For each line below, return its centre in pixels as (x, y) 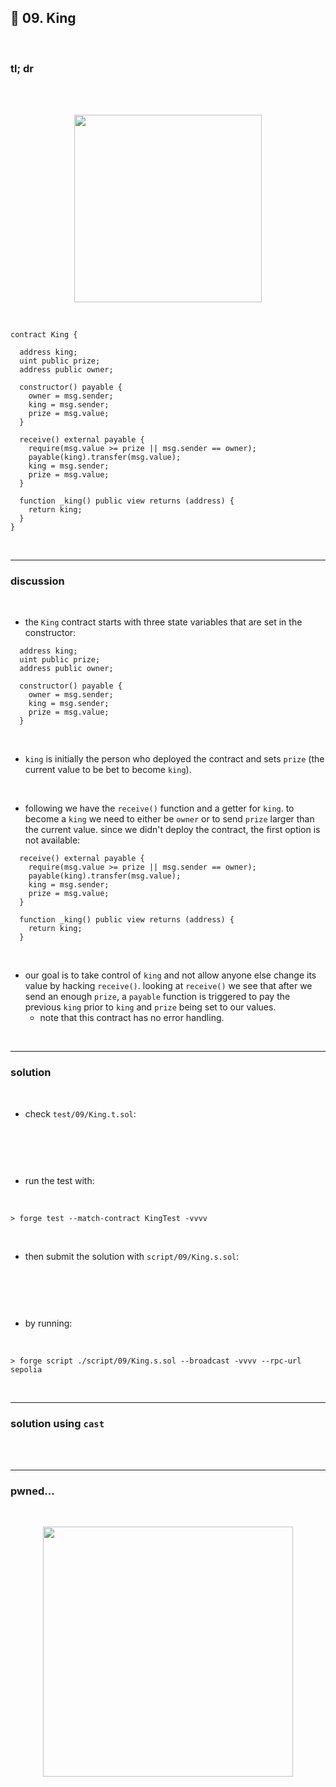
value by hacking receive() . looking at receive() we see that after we (168, 986)
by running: (48, 1323)
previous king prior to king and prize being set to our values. (150, 1007)
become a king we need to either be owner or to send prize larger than (169, 819)
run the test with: (59, 1180)
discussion (37, 581)
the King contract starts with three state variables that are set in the (163, 622)
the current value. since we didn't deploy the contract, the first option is (172, 830)
